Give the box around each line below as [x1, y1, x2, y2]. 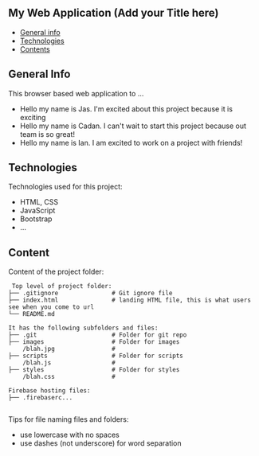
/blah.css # [22, 373, 116, 381]
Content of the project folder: [8, 267, 104, 277]
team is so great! [19, 129, 76, 138]
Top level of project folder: [11, 283, 112, 290]
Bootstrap [19, 214, 53, 224]
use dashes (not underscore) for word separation [19, 438, 182, 448]
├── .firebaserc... [8, 394, 73, 402]
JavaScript [19, 206, 56, 216]
